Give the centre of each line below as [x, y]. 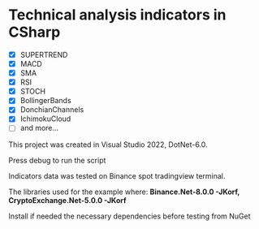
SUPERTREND [44, 54]
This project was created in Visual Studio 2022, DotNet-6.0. [108, 145]
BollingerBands [45, 101]
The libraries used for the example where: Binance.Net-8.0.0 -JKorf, [124, 192]
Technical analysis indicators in [117, 15]
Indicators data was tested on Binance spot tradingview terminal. [117, 175]
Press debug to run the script [57, 160]
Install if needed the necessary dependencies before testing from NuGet [129, 216]
